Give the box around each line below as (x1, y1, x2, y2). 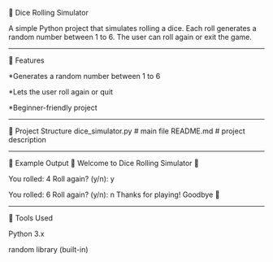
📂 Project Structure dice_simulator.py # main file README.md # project (8, 126, 245, 136)
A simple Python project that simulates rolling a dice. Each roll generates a (8, 24, 258, 33)
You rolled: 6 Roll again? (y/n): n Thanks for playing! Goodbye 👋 (8, 190, 220, 199)
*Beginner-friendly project (8, 103, 97, 112)
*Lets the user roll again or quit (8, 87, 114, 97)
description (8, 135, 47, 144)
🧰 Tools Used (8, 213, 54, 223)
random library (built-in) (8, 245, 89, 254)
